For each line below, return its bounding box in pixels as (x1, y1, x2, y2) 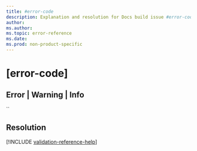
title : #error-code (6, 8, 54, 15)
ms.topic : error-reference (6, 31, 72, 36)
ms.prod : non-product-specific (6, 42, 83, 48)
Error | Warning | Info (6, 90, 84, 100)
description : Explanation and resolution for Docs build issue (6, 14, 164, 20)
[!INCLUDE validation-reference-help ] (6, 138, 97, 145)
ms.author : (6, 25, 33, 31)
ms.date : (6, 36, 28, 42)
